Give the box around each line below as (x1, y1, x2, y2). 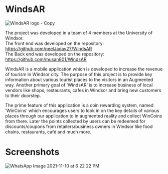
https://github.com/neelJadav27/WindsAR (5, 45, 92, 51)
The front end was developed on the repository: (5, 40, 104, 46)
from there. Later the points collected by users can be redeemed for (5, 118, 146, 124)
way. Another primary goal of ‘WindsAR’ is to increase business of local (5, 81, 153, 88)
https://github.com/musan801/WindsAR (5, 56, 87, 62)
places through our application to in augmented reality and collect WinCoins (5, 112, 162, 118)
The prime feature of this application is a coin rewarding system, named (5, 102, 154, 108)
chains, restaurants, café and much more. (5, 128, 91, 134)
